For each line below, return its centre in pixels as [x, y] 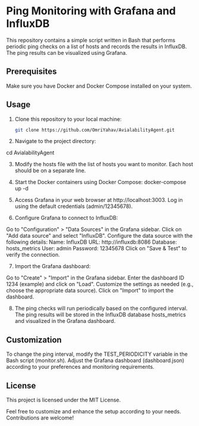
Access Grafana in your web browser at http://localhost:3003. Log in [99, 200]
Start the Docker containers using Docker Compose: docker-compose [100, 182]
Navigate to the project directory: [55, 141]
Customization [34, 340]
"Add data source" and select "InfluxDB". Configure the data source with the [99, 236]
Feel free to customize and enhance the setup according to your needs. [94, 412]
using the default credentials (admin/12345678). [74, 206]
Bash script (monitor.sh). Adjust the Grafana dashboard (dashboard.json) [95, 360]
